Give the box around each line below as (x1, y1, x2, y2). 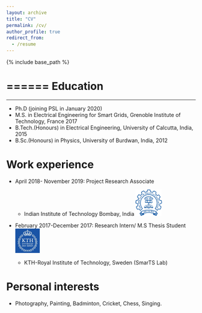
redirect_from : (6, 35, 44, 41)
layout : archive (6, 10, 47, 16)
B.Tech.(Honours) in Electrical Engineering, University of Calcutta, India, (14, 124, 194, 131)
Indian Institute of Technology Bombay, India (23, 210, 135, 217)
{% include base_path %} (6, 59, 70, 65)
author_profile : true (6, 29, 61, 35)
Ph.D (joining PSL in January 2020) (14, 105, 103, 112)
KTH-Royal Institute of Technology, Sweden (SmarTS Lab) (23, 258, 168, 266)
